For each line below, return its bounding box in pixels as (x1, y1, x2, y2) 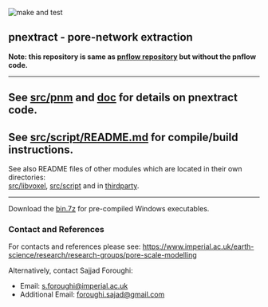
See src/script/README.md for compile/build (8, 130, 238, 144)
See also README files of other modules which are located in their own (8, 164, 242, 174)
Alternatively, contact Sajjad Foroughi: (8, 266, 133, 275)
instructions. (8, 143, 74, 156)
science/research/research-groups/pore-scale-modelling (8, 250, 197, 260)
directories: (8, 172, 46, 183)
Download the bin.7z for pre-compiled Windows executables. (8, 204, 210, 214)
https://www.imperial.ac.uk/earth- (142, 242, 254, 251)
